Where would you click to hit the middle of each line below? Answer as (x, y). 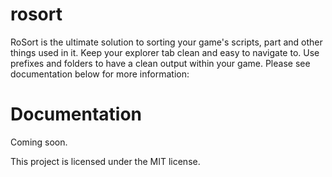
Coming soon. (39, 142)
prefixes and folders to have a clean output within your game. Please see (160, 63)
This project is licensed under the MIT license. (105, 161)
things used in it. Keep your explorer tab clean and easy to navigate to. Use (165, 52)
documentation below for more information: (100, 74)
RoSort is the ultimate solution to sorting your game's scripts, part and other (166, 42)
